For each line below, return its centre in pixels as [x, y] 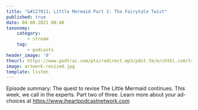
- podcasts [41, 50]
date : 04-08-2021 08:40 [35, 22]
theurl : [16, 61]
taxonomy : [18, 28]
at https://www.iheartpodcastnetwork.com [78, 101]
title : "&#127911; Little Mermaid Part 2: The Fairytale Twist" [87, 11]
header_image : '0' [29, 55]
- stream [38, 39]
